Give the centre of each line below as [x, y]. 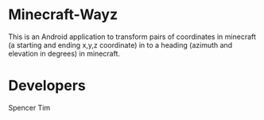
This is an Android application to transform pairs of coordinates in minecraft [132, 37]
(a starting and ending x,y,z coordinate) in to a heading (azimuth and [120, 45]
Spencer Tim [29, 107]
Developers [47, 86]
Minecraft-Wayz [63, 15]
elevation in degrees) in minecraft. [64, 53]
